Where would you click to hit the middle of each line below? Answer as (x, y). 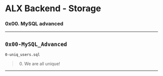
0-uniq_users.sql (23, 55)
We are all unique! (42, 64)
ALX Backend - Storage (53, 9)
